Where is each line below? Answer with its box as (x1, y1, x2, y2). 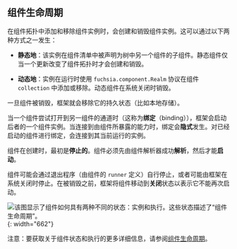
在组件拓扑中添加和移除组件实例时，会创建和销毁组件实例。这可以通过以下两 (7, 27, 230, 35)
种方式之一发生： (7, 35, 57, 44)
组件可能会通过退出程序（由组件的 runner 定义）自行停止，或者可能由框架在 (7, 170, 228, 178)
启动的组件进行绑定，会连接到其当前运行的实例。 (7, 131, 150, 139)
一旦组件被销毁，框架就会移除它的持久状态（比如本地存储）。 (7, 98, 183, 107)
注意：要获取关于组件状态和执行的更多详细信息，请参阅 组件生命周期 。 (7, 234, 212, 243)
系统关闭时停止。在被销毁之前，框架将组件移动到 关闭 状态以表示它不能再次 (7, 179, 224, 187)
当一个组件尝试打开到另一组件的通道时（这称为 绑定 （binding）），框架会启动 (7, 113, 227, 122)
